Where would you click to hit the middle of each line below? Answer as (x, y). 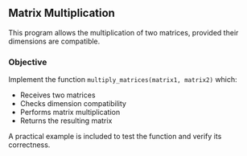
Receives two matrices (58, 95)
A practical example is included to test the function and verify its (115, 137)
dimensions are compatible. (54, 41)
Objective (28, 62)
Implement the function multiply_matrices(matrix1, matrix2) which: (123, 80)
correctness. (29, 145)
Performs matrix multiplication (70, 113)
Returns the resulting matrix (66, 121)
